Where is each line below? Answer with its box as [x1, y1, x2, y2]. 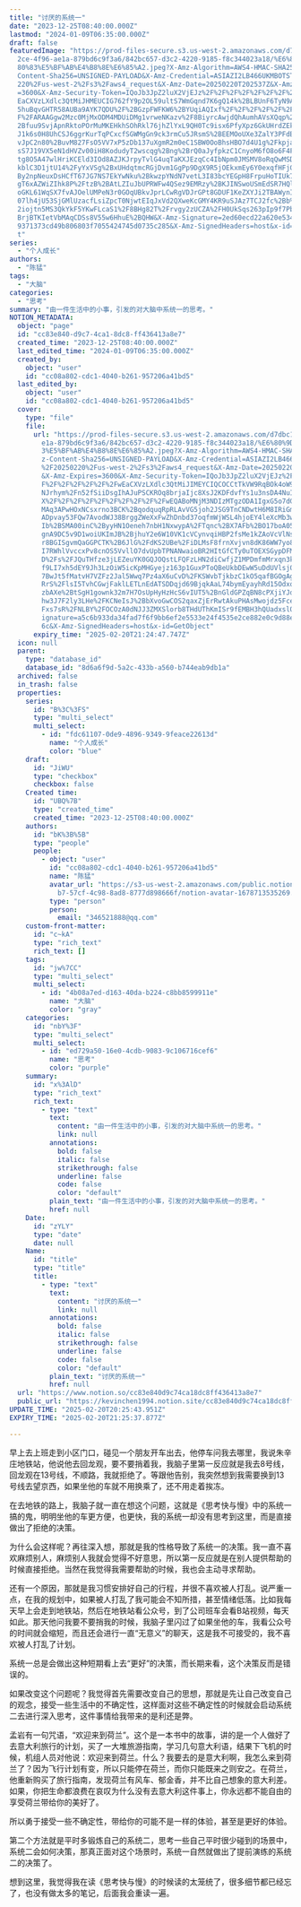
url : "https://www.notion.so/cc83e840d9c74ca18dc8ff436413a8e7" [17, 1389, 262, 1398]
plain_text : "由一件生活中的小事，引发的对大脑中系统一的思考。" [48, 1197, 266, 1206]
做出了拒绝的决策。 [9, 1521, 81, 1533]
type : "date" [32, 1230, 82, 1239]
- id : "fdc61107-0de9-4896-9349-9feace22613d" [41, 730, 219, 740]
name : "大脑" [48, 997, 96, 1006]
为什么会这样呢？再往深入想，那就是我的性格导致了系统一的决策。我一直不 [9, 1541, 284, 1552]
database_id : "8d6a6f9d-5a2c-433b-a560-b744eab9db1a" [25, 663, 230, 672]
